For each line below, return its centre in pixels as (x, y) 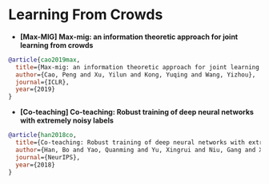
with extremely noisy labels (67, 120)
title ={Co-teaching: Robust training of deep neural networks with (130, 143)
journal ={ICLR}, (42, 82)
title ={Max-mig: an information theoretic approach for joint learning (138, 67)
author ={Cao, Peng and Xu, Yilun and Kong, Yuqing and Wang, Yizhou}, (136, 74)
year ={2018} (36, 165)
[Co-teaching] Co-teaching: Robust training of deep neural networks (137, 112)
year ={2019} (36, 89)
